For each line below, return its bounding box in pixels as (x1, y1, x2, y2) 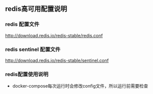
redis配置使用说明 (5, 71, 49, 78)
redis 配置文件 (5, 21, 40, 28)
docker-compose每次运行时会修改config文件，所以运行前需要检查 (12, 83, 149, 89)
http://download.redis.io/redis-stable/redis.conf (5, 32, 103, 38)
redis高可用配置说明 (5, 4, 67, 13)
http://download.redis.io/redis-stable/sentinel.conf (5, 57, 109, 63)
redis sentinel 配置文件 (5, 46, 61, 53)
